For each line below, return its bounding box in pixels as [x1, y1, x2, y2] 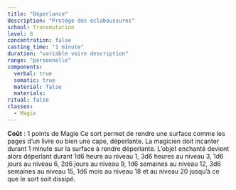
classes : [7, 103, 33, 110]
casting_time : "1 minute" [7, 43, 84, 51]
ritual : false [7, 97, 50, 104]
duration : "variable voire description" [7, 51, 129, 58]
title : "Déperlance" [7, 10, 69, 18]
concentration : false [7, 37, 72, 44]
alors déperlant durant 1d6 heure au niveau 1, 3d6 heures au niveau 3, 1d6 [7, 152, 224, 160]
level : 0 [7, 30, 33, 38]
